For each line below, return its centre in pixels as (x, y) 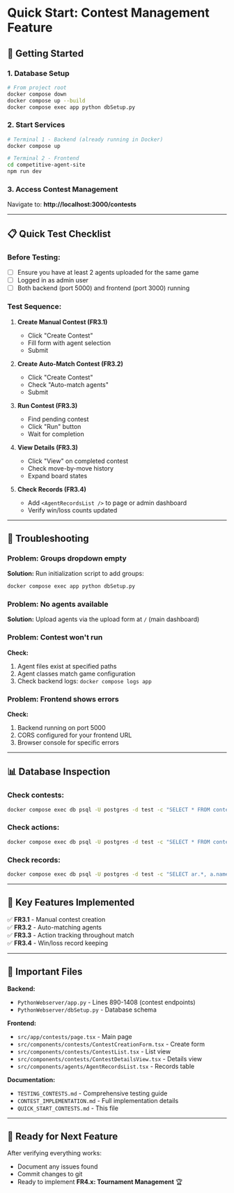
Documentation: (31, 1079)
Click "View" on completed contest (78, 461)
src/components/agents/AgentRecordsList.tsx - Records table (106, 1066)
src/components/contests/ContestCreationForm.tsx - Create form (111, 1044)
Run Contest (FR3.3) (47, 405)
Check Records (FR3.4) (52, 489)
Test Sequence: (34, 307)
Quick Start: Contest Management (109, 13)
